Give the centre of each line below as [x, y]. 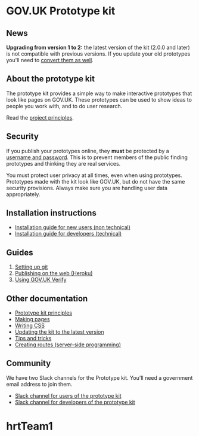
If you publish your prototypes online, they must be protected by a [88, 151]
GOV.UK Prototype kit [61, 11]
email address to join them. [39, 384]
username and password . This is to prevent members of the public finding [97, 157]
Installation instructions [51, 213]
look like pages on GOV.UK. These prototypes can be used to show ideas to [99, 99]
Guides [20, 252]
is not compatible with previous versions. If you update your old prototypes [98, 54]
